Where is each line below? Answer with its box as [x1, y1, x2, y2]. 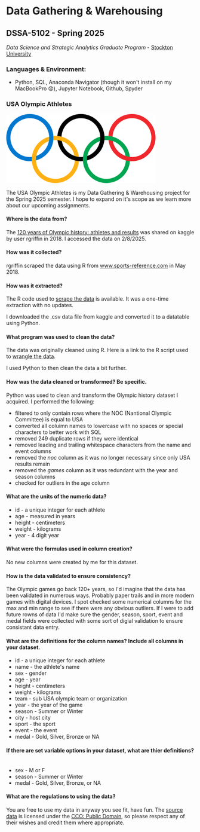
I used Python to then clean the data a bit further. [6, 365, 127, 372]
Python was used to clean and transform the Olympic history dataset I [6, 391, 178, 399]
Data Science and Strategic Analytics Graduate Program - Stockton [6, 44, 173, 51]
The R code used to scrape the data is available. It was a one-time [6, 295, 169, 302]
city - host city [14, 714, 51, 721]
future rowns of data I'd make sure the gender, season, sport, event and [6, 611, 183, 618]
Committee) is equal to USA [14, 415, 84, 423]
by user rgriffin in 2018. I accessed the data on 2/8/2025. [6, 235, 146, 242]
